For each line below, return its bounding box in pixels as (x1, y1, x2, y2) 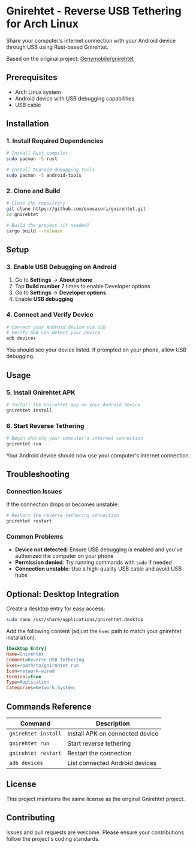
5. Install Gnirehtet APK (6, 388, 76, 397)
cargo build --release (6, 227, 63, 234)
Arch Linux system (14, 88, 61, 96)
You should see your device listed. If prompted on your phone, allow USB (6, 346, 187, 353)
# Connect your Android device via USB (6, 324, 106, 330)
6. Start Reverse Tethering (6, 421, 85, 430)
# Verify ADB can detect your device (6, 330, 101, 336)
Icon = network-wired (6, 668, 55, 674)
